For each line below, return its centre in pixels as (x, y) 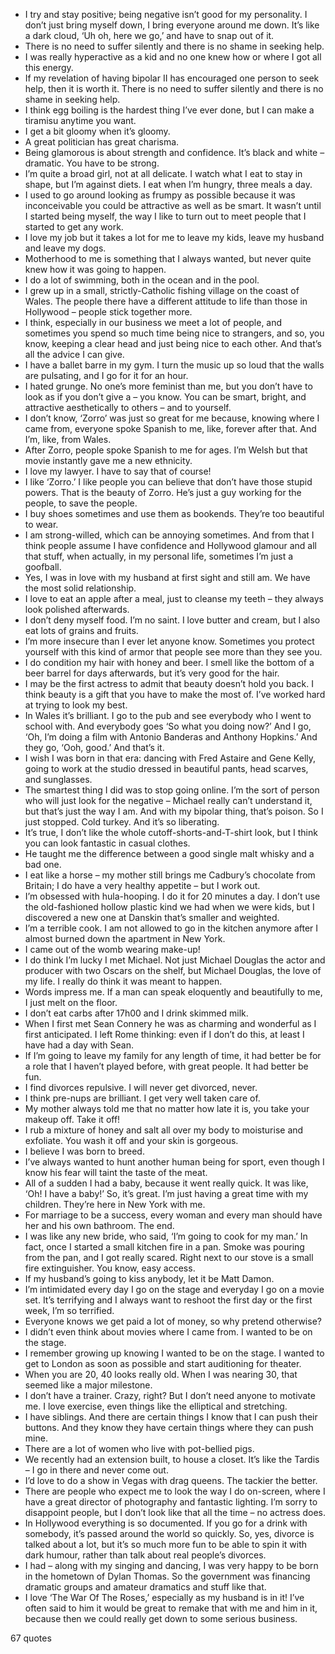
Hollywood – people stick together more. (108, 312)
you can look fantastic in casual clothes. (107, 843)
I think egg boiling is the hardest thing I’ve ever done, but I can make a (169, 110)
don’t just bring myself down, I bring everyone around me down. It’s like (172, 25)
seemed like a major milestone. (88, 1385)
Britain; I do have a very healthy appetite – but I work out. (142, 885)
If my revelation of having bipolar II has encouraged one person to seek (172, 78)
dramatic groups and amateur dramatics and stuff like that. (145, 1587)
